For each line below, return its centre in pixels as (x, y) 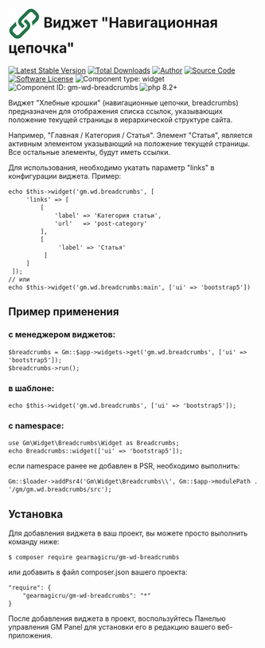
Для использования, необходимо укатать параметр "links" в (111, 168)
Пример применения (64, 312)
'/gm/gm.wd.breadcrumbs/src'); (60, 490)
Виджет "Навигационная (131, 22)
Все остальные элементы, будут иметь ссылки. (90, 152)
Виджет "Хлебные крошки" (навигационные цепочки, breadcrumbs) (123, 102)
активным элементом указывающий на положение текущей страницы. (129, 144)
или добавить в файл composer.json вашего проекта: (98, 572)
